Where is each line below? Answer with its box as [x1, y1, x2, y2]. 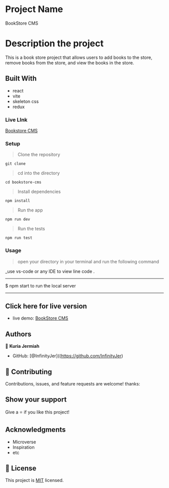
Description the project [5, 38, 104, 49]
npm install [5, 199, 30, 204]
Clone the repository [17, 152, 60, 158]
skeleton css [12, 98, 39, 104]
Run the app [17, 207, 43, 213]
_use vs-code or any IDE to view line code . [5, 268, 95, 274]
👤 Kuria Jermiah [5, 343, 40, 349]
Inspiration [12, 444, 35, 450]
